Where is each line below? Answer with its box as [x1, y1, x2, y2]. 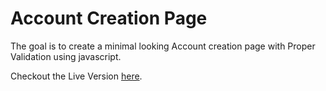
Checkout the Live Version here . [10, 70, 143, 82]
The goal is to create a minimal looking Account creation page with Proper [10, 40, 316, 52]
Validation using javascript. [10, 50, 122, 62]
